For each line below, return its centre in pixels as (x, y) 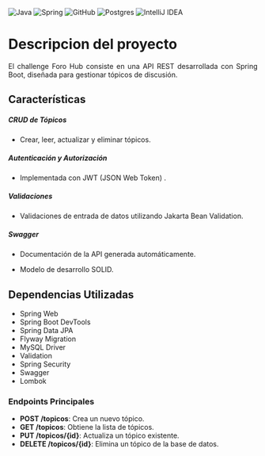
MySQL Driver (42, 347)
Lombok (33, 381)
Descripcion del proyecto (93, 44)
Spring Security (45, 364)
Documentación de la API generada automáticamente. (108, 255)
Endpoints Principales (51, 401)
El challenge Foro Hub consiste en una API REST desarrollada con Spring (133, 66)
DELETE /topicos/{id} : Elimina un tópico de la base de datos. (119, 444)
